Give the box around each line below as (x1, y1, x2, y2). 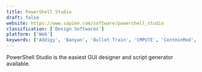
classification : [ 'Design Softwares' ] (6, 25, 104, 32)
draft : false (6, 15, 39, 21)
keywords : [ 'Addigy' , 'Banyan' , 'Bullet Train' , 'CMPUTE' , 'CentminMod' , (6, 37, 197, 43)
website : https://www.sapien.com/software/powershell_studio (6, 20, 164, 26)
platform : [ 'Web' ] (6, 31, 53, 38)
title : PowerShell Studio (6, 8, 72, 15)
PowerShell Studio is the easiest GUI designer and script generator (6, 54, 173, 61)
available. (6, 60, 30, 67)
